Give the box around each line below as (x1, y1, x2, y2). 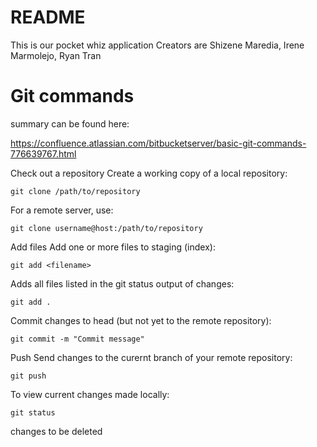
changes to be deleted (10, 425, 103, 437)
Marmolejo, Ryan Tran (10, 49, 102, 61)
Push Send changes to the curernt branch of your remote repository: (10, 351, 293, 363)
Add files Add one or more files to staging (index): (10, 241, 216, 253)
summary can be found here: (10, 117, 130, 130)
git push (10, 371, 47, 381)
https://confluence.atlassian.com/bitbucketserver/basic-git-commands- (10, 137, 307, 149)
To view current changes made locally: (10, 388, 170, 400)
